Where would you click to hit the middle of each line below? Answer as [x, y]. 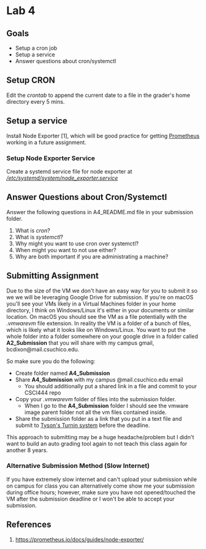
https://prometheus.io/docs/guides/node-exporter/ [79, 539]
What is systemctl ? [39, 237]
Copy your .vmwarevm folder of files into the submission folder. [96, 399]
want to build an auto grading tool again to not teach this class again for [97, 443]
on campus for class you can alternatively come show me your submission [101, 486]
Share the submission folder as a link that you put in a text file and [98, 418]
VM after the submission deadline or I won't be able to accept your [90, 499]
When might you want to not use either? [66, 250]
